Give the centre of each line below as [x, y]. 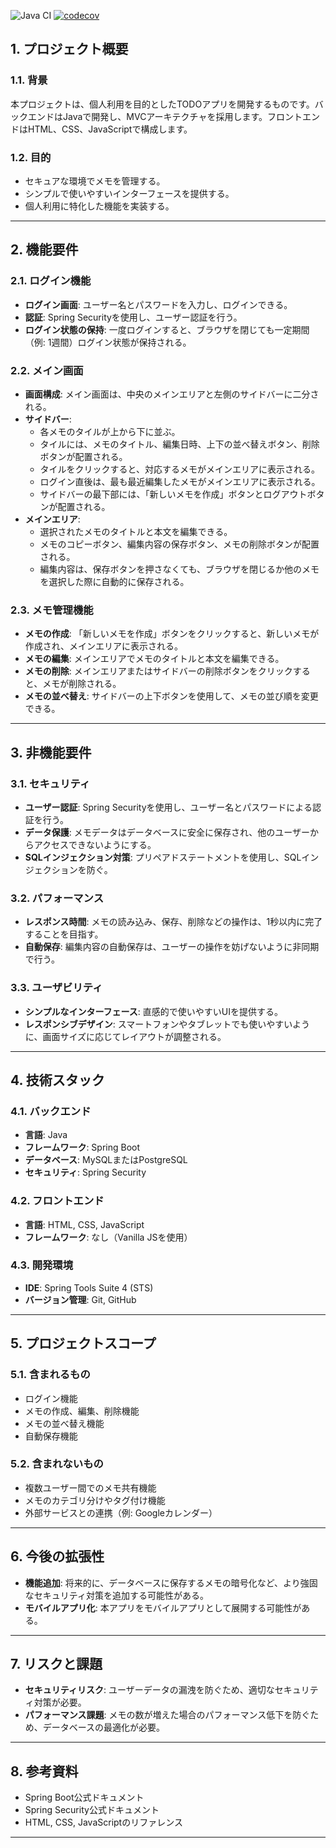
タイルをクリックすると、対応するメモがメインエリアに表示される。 [180, 469]
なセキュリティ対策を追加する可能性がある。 [116, 1595]
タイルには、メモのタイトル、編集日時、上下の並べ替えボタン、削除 [179, 444]
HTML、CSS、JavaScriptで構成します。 [110, 129]
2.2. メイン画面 [47, 370]
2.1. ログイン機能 [51, 281]
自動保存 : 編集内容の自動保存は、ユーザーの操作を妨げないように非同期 [172, 947]
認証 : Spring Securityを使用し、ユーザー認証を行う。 [133, 317]
